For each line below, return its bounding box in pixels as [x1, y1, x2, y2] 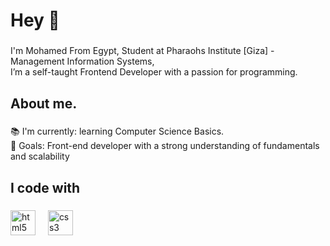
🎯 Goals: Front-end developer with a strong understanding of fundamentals [10, 140, 320, 152]
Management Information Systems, [10, 55, 155, 68]
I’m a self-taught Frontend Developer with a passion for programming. [10, 66, 298, 78]
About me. [10, 95, 78, 112]
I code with [10, 179, 81, 196]
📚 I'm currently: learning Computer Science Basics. [10, 125, 225, 138]
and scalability [10, 150, 70, 163]
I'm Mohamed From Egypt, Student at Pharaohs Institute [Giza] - [10, 45, 275, 57]
